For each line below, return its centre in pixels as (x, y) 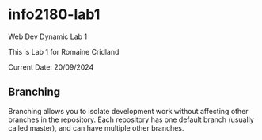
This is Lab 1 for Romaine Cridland (64, 51)
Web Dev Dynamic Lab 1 (48, 36)
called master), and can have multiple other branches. (96, 127)
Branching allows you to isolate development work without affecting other (128, 111)
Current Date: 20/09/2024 (51, 67)
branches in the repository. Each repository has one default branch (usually (131, 119)
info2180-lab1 (54, 15)
